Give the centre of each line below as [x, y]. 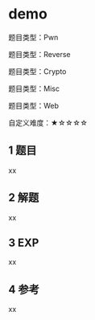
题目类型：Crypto [37, 71]
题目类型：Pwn [33, 37]
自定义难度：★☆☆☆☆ [48, 122]
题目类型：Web [33, 105]
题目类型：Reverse [39, 54]
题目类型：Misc [34, 88]
